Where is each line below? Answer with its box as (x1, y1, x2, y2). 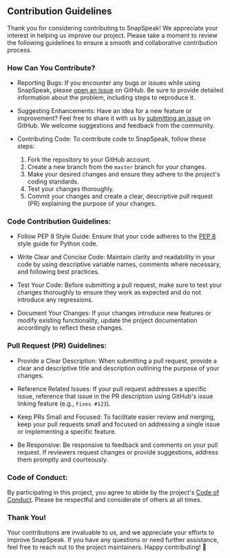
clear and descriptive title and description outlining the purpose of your (17, 363, 220, 372)
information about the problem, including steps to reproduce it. (17, 93, 196, 102)
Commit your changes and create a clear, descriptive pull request (27, 192, 213, 201)
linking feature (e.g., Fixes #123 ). (17, 399, 112, 408)
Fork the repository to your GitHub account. (27, 155, 151, 164)
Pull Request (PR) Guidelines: (7, 341, 107, 350)
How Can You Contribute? (7, 63, 96, 72)
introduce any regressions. (17, 296, 94, 304)
